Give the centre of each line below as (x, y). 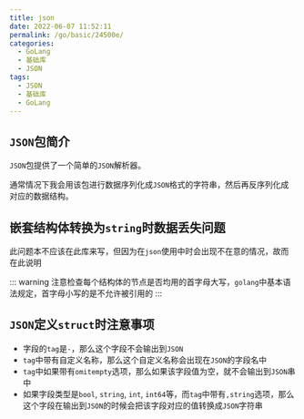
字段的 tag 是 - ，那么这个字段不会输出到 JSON (103, 348)
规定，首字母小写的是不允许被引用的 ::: (90, 293)
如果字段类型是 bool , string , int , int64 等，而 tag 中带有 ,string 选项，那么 (158, 393)
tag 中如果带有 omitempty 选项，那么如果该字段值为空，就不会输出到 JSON (155, 371)
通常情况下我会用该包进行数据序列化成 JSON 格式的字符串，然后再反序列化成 (149, 185)
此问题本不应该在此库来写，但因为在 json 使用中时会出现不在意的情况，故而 (149, 251)
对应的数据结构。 (41, 196)
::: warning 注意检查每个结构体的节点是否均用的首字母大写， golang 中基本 (147, 282)
